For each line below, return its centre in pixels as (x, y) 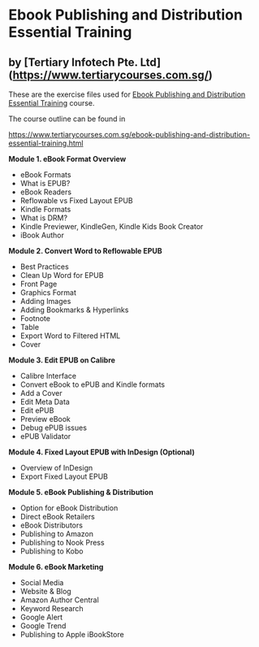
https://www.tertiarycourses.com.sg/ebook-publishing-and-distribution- (129, 135)
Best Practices (44, 267)
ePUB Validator (45, 436)
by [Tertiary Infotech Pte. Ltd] (84, 62)
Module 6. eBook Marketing (56, 567)
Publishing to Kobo (52, 551)
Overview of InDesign (56, 468)
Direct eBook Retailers (57, 517)
